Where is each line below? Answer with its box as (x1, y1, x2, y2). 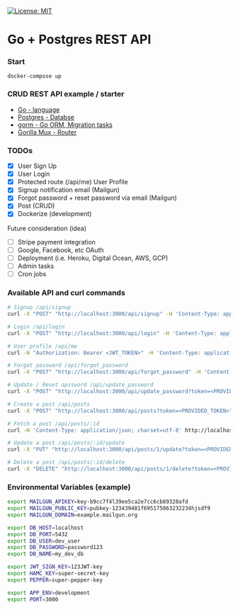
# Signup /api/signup (7, 304, 72, 311)
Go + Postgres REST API (7, 32, 152, 47)
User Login (17, 170, 50, 179)
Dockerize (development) (17, 210, 92, 218)
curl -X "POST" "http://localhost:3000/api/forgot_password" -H (7, 368, 201, 375)
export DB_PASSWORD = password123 (7, 544, 103, 551)
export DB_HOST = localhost (7, 524, 84, 531)
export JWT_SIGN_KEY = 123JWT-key (7, 563, 103, 570)
